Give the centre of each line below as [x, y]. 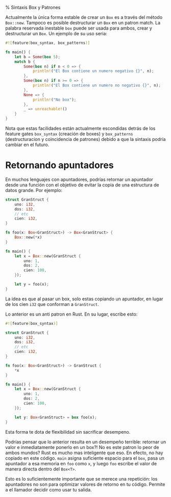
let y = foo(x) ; [32, 285]
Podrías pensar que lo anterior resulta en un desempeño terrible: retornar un [86, 442]
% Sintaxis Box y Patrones [33, 7]
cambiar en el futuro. [27, 145]
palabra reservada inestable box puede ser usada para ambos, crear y [79, 28]
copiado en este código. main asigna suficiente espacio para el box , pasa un [85, 458]
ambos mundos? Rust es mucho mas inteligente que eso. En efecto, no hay [84, 453]
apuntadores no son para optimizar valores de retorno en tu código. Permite [85, 484]
